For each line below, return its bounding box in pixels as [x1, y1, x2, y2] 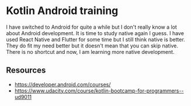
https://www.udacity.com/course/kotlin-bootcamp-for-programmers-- [14, 87, 184, 94]
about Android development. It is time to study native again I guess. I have [6, 29, 184, 36]
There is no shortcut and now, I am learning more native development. [6, 48, 175, 55]
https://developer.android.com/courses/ [14, 81, 111, 88]
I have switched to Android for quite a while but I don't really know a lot [6, 23, 177, 30]
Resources [6, 66, 46, 76]
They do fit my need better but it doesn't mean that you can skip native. [6, 42, 179, 49]
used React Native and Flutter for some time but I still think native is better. [6, 36, 185, 43]
